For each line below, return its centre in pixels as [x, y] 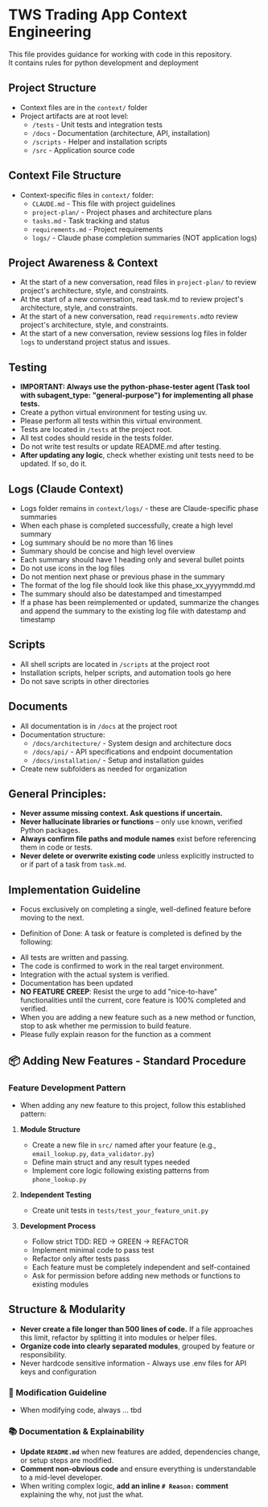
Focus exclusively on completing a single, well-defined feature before [136, 909]
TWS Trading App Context [98, 15]
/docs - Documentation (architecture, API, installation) [121, 133]
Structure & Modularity [67, 1309]
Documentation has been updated [76, 983]
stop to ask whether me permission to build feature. [105, 1026]
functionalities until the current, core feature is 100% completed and [133, 1000]
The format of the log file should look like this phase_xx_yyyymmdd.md [138, 585]
